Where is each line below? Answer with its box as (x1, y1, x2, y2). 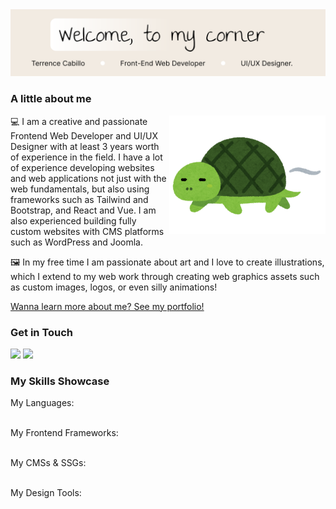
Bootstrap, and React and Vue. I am (10, 204, 157, 216)
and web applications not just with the (10, 172, 167, 184)
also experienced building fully (10, 214, 137, 227)
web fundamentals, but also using (10, 183, 150, 195)
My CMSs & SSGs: (10, 457, 87, 469)
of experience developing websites (10, 161, 155, 173)
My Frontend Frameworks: (10, 427, 119, 439)
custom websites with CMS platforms (10, 225, 165, 237)
